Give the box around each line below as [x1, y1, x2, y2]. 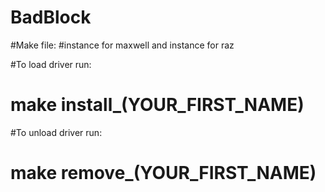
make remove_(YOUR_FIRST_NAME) [10, 162, 317, 185]
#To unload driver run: [10, 126, 103, 138]
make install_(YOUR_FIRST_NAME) [10, 94, 305, 116]
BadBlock [10, 6, 92, 29]
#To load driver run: [10, 58, 92, 70]
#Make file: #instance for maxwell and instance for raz [10, 39, 235, 51]
